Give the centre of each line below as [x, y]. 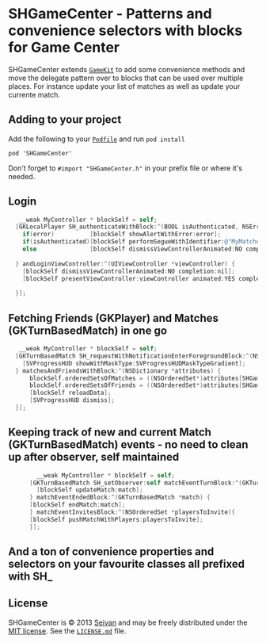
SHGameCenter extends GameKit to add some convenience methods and [127, 69]
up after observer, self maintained [94, 457]
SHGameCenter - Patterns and [110, 14]
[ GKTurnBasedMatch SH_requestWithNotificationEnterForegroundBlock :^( [134, 356]
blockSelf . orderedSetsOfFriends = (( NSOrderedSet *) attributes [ [136, 385]
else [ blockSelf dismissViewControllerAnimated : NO [133, 249]
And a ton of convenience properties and [111, 552]
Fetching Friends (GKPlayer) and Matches [114, 318]
